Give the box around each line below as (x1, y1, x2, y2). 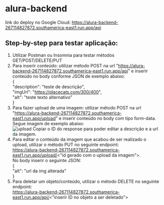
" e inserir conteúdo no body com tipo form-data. (55, 115, 156, 121)
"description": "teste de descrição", (12, 84, 85, 90)
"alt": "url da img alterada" (12, 168, 67, 174)
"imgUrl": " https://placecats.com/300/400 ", (12, 89, 102, 95)
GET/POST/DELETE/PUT (12, 57, 62, 63)
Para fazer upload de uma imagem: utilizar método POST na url (12, 104, 141, 110)
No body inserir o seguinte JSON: (12, 157, 81, 163)
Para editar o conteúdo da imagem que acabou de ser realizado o (12, 136, 147, 142)
